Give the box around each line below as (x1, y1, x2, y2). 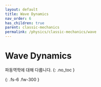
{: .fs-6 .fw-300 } (5, 76, 40, 82)
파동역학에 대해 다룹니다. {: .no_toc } (5, 67, 75, 72)
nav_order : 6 (5, 16, 32, 21)
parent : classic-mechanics (5, 25, 60, 30)
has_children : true (5, 20, 45, 26)
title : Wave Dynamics (5, 12, 49, 16)
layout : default (5, 7, 38, 12)
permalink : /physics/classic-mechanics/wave (5, 29, 97, 34)
